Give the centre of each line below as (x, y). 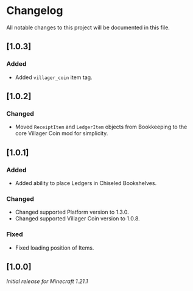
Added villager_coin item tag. (54, 77)
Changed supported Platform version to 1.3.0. (72, 212)
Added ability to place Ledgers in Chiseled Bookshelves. (86, 183)
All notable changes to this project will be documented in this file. (88, 27)
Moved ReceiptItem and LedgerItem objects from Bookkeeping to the (101, 127)
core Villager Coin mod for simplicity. (61, 133)
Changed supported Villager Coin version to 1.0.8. (77, 219)
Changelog (35, 11)
